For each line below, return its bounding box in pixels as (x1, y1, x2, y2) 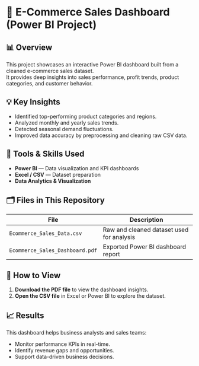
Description (129, 216, 163, 224)
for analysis (102, 233, 135, 241)
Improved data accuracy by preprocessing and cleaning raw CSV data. (14, 132, 188, 139)
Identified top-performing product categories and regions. (14, 113, 157, 120)
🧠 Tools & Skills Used (6, 149, 85, 159)
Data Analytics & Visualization (14, 177, 91, 184)
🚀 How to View (6, 270, 61, 281)
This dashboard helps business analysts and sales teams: (6, 329, 147, 336)
